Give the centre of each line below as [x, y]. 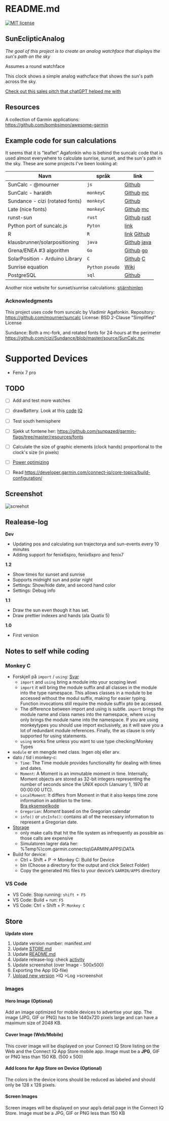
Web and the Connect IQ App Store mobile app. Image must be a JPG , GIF [83, 1051]
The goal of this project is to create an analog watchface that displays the [83, 51]
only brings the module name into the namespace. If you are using [89, 720]
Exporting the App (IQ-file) [40, 970]
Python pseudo [103, 267]
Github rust [138, 217]
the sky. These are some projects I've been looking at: [61, 164]
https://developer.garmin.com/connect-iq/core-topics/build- [88, 472]
